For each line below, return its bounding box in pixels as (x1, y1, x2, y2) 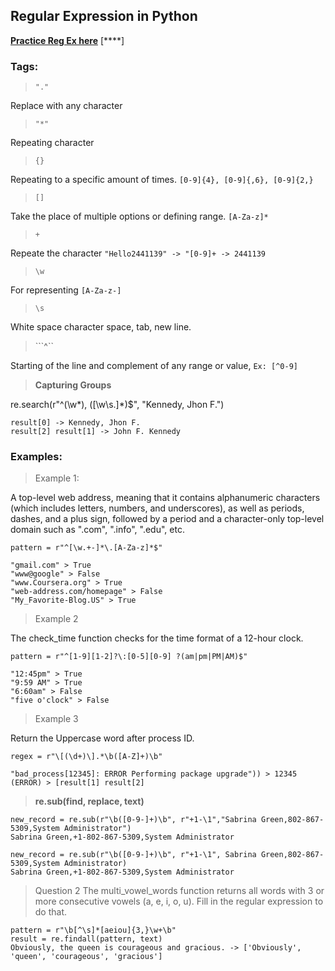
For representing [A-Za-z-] (10, 284, 122, 296)
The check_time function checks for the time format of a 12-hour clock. (10, 632, 304, 644)
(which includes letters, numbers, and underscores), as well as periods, (10, 502, 305, 514)
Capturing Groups (34, 379, 112, 391)
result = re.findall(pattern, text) (10, 934, 163, 944)
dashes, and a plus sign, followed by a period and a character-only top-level (10, 513, 325, 525)
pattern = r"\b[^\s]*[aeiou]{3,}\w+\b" (10, 925, 177, 936)
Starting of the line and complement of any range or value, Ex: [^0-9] (10, 360, 299, 372)
